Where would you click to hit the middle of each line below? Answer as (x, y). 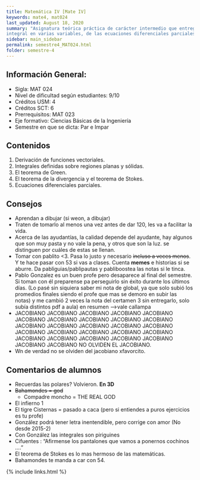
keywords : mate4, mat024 (37, 17)
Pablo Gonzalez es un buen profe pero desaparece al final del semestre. (103, 275)
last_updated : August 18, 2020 (45, 23)
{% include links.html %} (36, 472)
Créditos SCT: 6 (34, 108)
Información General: (46, 75)
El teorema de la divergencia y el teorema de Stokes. (79, 179)
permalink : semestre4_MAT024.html (49, 45)
